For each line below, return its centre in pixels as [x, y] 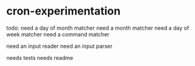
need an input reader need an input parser [59, 46]
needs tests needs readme [40, 58]
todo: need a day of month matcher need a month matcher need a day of [98, 28]
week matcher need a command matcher [58, 34]
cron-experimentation [63, 11]
